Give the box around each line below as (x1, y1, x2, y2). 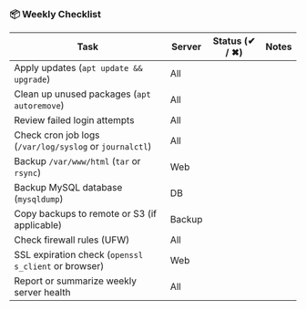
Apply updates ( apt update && (14, 62, 143, 75)
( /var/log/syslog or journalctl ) (14, 140, 152, 153)
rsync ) (14, 167, 42, 180)
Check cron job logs (14, 129, 100, 141)
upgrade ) (14, 73, 51, 86)
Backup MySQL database (14, 181, 123, 194)
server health (14, 286, 71, 299)
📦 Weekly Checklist (9, 7, 102, 20)
